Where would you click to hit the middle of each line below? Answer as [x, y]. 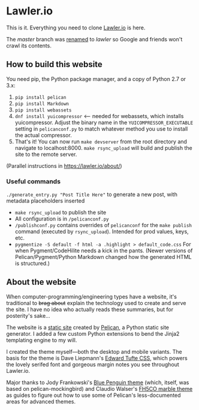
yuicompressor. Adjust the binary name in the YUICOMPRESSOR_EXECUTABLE [104, 122]
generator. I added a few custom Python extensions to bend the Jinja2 [93, 333]
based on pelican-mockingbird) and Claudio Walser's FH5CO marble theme [99, 388]
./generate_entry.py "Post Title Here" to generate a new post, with [92, 195]
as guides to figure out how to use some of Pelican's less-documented [94, 395]
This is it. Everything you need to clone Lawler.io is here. [76, 28]
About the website [41, 282]
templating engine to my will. [42, 340]
